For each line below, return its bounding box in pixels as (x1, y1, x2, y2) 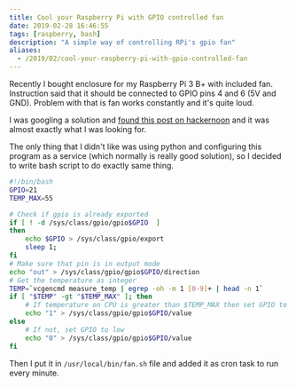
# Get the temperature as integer (9, 276, 137, 285)
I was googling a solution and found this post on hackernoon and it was (9, 115, 270, 125)
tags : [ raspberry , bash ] (9, 29, 101, 38)
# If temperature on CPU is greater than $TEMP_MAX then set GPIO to (25, 301, 288, 310)
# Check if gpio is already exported (9, 209, 149, 218)
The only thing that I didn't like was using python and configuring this (9, 141, 262, 152)
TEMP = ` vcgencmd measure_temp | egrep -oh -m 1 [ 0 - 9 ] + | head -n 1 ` (9, 284, 264, 293)
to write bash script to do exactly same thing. (9, 161, 175, 170)
